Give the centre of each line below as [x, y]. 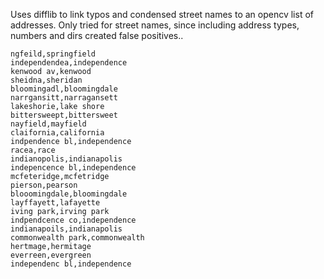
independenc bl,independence [71, 264]
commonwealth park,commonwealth [77, 238]
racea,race [33, 150]
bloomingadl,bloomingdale [64, 89]
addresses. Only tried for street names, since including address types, [155, 25]
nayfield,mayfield [48, 124]
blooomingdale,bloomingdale [69, 194]
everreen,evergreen [51, 255]
